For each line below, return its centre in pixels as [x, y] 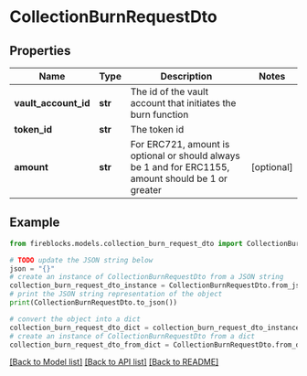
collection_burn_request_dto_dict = [79, 328]
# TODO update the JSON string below [81, 260]
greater [146, 190]
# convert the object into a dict [75, 319]
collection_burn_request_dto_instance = [88, 285]
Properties [40, 51]
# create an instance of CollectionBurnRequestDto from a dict [132, 336]
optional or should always [185, 156]
